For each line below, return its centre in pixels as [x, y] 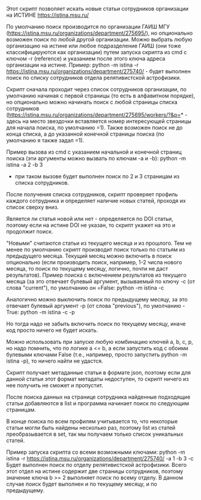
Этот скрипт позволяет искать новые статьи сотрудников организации [97, 9]
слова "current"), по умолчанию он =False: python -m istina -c [85, 288]
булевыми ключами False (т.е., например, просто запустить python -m [97, 354]
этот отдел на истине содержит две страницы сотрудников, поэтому [95, 471]
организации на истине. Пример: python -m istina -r [73, 65]
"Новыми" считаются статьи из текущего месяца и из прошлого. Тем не [99, 243]
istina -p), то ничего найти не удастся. [55, 361]
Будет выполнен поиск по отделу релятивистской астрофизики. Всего [97, 465]
